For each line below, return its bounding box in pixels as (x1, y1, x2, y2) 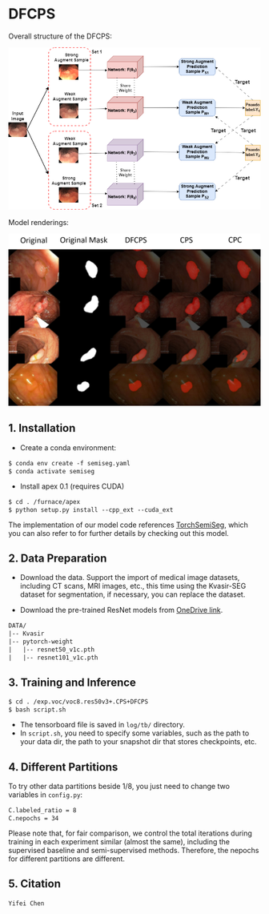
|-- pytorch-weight (8, 638, 74, 646)
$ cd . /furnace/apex (8, 497, 81, 505)
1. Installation (8, 421, 76, 435)
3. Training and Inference (8, 675, 136, 689)
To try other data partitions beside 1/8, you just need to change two (8, 782, 231, 791)
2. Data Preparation (8, 552, 107, 565)
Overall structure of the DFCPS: (8, 31, 112, 41)
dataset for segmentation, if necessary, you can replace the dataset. (19, 590, 246, 599)
